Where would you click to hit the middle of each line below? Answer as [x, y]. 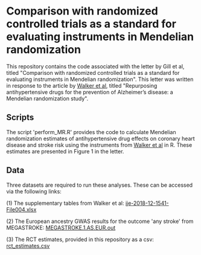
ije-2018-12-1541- [147, 203]
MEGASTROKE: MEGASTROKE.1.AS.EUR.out [61, 227]
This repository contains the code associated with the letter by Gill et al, [95, 66]
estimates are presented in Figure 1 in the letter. [65, 151]
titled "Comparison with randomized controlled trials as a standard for [93, 73]
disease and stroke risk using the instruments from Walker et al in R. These [99, 145]
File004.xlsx [21, 209]
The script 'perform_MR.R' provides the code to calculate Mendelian [91, 132]
